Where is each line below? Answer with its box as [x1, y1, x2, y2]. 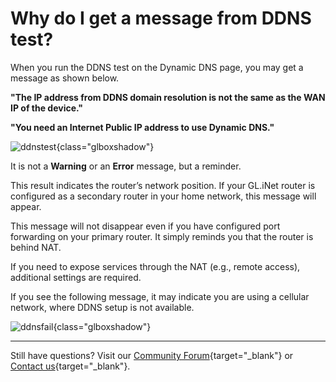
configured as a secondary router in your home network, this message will [10, 190, 317, 202]
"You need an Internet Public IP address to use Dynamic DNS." [10, 121, 275, 133]
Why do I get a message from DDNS [10, 7, 312, 30]
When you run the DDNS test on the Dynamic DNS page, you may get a [10, 61, 304, 73]
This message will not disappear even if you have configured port [10, 220, 281, 232]
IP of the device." [10, 102, 84, 114]
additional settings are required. [10, 271, 142, 283]
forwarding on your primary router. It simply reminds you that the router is [10, 230, 314, 242]
